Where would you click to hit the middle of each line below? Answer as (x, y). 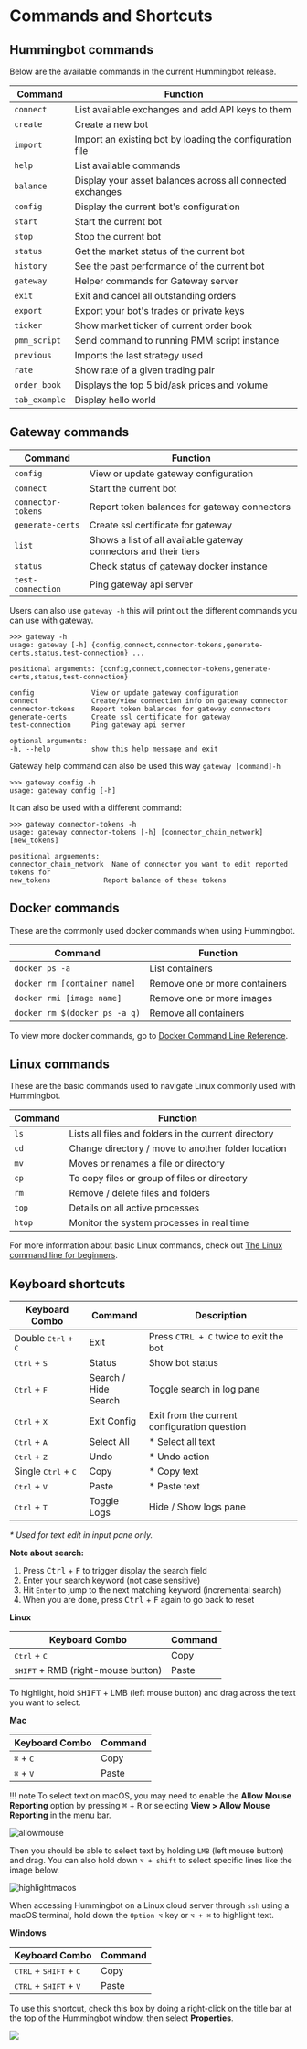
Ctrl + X (31, 1421)
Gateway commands (69, 432)
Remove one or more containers (218, 983)
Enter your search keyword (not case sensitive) (111, 1580)
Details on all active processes (134, 1208)
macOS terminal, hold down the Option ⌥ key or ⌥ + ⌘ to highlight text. (142, 1916)
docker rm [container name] (75, 983)
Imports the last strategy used (139, 355)
